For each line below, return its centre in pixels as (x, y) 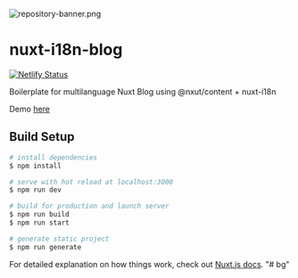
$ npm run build (39, 215)
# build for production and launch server (89, 206)
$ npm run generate (46, 247)
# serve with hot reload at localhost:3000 (91, 182)
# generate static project (59, 239)
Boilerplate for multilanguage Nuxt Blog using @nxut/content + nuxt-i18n (143, 91)
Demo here (30, 109)
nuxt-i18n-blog (66, 50)
